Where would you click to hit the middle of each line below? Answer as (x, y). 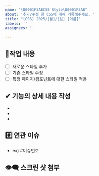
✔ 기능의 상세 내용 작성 (38, 96)
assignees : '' (20, 28)
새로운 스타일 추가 (29, 66)
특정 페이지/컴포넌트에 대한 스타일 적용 (49, 79)
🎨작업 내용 (20, 54)
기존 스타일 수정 (27, 73)
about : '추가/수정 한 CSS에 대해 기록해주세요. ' (50, 14)
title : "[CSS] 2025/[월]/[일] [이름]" (43, 19)
